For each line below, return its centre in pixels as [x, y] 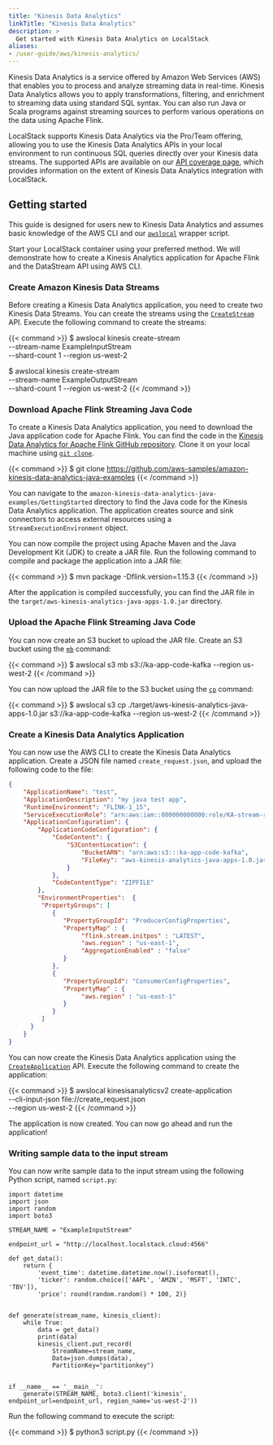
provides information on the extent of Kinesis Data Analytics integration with [136, 171]
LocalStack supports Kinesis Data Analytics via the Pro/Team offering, [126, 136]
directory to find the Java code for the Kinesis [171, 502]
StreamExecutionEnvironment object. [68, 528]
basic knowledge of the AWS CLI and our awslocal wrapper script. [119, 233]
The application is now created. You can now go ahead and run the [121, 1123]
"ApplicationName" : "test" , [70, 792]
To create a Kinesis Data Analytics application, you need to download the [131, 427]
